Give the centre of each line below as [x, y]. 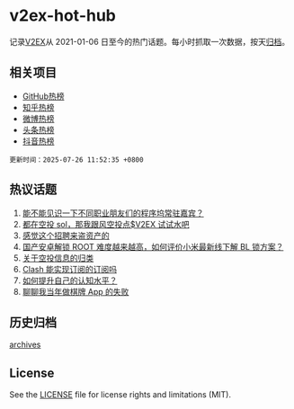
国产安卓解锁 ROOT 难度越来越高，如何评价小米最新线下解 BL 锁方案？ [153, 246]
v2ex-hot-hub [63, 16]
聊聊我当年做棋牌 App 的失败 [76, 291]
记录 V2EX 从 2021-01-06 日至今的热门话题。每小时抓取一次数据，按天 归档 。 [150, 41]
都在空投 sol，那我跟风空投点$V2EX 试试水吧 [106, 224]
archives [25, 345]
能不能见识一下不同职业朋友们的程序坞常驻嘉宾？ [113, 213]
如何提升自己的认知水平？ [70, 280]
